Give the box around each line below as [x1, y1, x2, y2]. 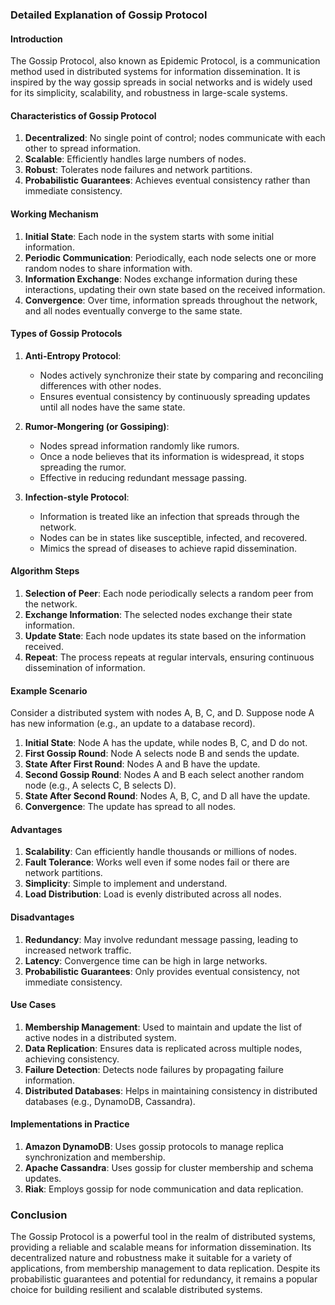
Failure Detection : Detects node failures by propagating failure [24, 1063, 284, 1075]
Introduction [10, 33, 63, 45]
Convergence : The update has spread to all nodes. [24, 801, 237, 813]
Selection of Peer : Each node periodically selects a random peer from [24, 587, 314, 599]
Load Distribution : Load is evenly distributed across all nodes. [24, 888, 282, 900]
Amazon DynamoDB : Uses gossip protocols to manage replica [24, 1140, 284, 1152]
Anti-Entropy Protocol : [24, 349, 122, 362]
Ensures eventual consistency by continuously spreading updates [39, 390, 311, 402]
